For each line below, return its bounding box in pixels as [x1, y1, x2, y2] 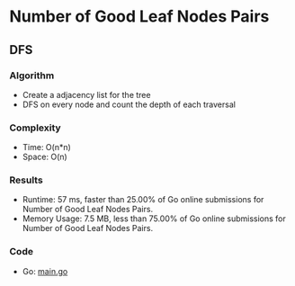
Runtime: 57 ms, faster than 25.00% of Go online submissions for [22, 194, 264, 205]
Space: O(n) [22, 151, 67, 163]
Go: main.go [22, 265, 68, 276]
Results [9, 174, 43, 186]
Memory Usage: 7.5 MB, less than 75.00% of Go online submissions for [22, 213, 286, 224]
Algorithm [9, 69, 55, 82]
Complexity [9, 121, 61, 134]
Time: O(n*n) [22, 142, 72, 153]
